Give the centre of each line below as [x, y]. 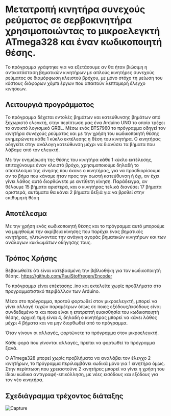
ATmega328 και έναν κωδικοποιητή [84, 42]
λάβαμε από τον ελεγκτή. [33, 150]
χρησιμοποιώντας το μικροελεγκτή [83, 31]
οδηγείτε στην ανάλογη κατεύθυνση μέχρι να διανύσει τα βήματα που [80, 144]
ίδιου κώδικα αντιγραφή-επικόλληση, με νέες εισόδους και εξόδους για [82, 375]
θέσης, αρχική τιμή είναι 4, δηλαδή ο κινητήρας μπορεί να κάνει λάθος [81, 317]
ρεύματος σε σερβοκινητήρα [69, 20]
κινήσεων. [16, 88]
